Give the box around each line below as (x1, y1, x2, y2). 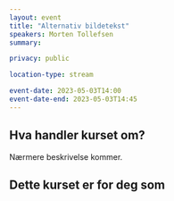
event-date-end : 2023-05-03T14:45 (9, 95, 138, 104)
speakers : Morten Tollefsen (9, 29, 114, 38)
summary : (9, 38, 42, 47)
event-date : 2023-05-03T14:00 (9, 87, 122, 96)
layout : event (9, 13, 62, 22)
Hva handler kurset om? (9, 128, 145, 143)
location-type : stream (9, 71, 94, 80)
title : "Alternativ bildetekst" (9, 21, 129, 30)
